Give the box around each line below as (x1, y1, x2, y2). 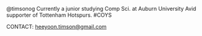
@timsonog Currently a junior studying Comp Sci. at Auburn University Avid (6, 5, 197, 12)
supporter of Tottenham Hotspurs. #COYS (6, 11, 112, 19)
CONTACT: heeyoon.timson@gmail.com (6, 23, 107, 30)
